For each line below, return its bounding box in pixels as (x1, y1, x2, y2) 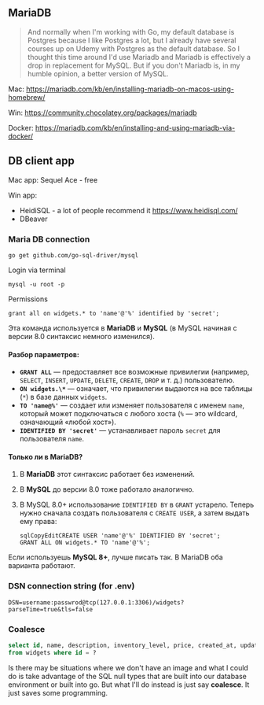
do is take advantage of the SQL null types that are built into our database (8, 671, 247, 681)
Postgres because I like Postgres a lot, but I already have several (27, 35, 236, 45)
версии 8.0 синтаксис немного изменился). (8, 331, 155, 341)
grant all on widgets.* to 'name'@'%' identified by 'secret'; (8, 309, 220, 317)
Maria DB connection (8, 234, 90, 245)
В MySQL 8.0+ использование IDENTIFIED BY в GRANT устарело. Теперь (19, 500, 255, 510)
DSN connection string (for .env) (8, 581, 135, 592)
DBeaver (19, 214, 49, 223)
